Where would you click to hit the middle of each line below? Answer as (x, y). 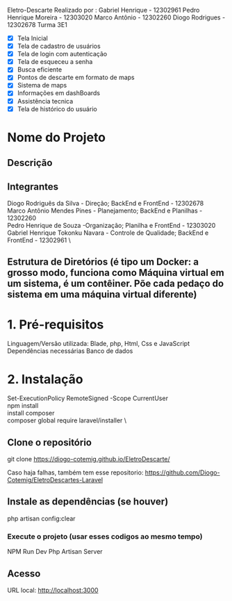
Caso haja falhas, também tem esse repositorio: (75, 472)
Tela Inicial (33, 38)
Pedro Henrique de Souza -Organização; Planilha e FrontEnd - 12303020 (111, 226)
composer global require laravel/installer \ (67, 420)
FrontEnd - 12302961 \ (39, 240)
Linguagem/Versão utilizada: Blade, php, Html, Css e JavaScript (98, 344)
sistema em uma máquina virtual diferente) (102, 295)
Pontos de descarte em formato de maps (76, 77)
